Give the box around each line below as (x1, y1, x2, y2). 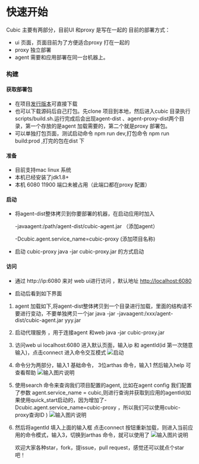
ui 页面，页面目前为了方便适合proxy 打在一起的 (14, 39, 130, 46)
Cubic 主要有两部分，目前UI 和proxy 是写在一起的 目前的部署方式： (6, 26, 170, 33)
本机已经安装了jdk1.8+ (14, 173, 70, 181)
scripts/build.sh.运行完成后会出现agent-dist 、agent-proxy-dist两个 (14, 115, 179, 122)
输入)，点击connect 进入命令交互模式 (14, 349, 106, 356)
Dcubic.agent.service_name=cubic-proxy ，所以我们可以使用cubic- (14, 403, 181, 411)
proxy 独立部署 (14, 46, 52, 53)
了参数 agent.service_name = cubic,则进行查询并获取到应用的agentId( (14, 389, 186, 396)
